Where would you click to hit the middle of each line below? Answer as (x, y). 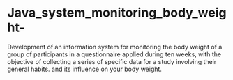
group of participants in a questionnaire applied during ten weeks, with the (114, 54)
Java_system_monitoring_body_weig (117, 13)
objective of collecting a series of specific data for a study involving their (112, 61)
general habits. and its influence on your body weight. (85, 69)
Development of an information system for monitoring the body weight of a (115, 47)
